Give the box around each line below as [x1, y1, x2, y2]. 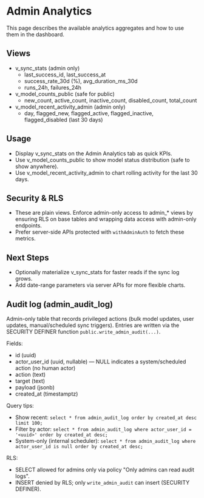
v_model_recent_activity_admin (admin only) [15, 103, 126, 110]
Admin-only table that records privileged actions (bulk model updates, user [6, 315, 194, 322]
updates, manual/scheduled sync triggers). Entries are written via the [6, 321, 180, 329]
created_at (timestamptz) [15, 390, 78, 397]
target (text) [15, 377, 46, 385]
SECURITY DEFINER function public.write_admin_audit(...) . [6, 328, 161, 335]
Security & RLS [6, 193, 64, 203]
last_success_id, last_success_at [24, 71, 106, 78]
